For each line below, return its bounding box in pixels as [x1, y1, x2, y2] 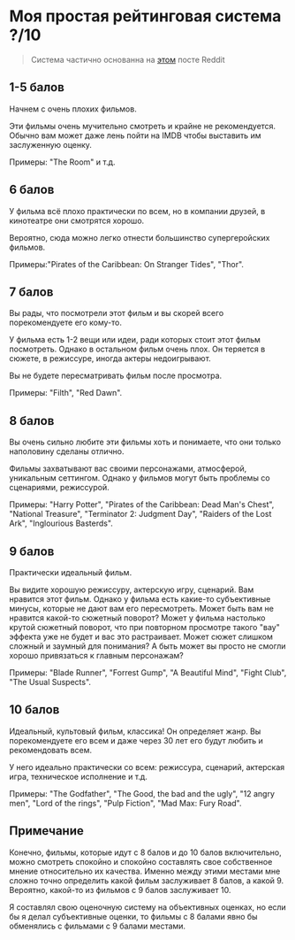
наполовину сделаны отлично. [9, 446, 125, 457]
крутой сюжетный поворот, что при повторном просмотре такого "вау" [9, 622, 280, 632]
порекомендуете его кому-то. [9, 317, 122, 328]
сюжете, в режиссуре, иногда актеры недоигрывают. [9, 353, 212, 364]
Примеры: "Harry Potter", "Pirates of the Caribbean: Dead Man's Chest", [9, 499, 275, 510]
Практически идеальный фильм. [9, 567, 132, 577]
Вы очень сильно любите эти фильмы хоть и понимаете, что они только [9, 436, 281, 448]
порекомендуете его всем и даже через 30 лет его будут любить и [9, 735, 263, 745]
